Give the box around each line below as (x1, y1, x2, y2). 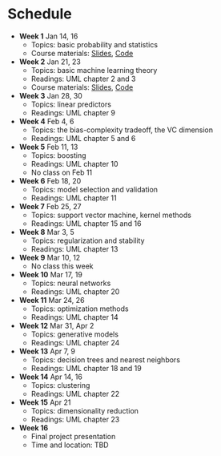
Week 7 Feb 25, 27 (18, 201, 82, 211)
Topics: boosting (30, 150, 86, 160)
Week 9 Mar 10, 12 (18, 252, 81, 262)
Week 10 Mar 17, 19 (18, 269, 83, 279)
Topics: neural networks (30, 278, 111, 288)
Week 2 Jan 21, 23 (18, 57, 81, 67)
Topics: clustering (30, 380, 90, 389)
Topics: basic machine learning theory (30, 65, 158, 75)
